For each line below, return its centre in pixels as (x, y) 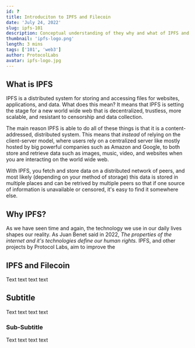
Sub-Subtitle (25, 327)
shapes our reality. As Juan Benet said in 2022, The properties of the (89, 234)
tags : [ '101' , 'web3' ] (34, 50)
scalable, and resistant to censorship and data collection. (75, 117)
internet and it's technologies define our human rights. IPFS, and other (91, 241)
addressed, (20, 135)
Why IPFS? (26, 214)
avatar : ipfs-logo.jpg (34, 60)
